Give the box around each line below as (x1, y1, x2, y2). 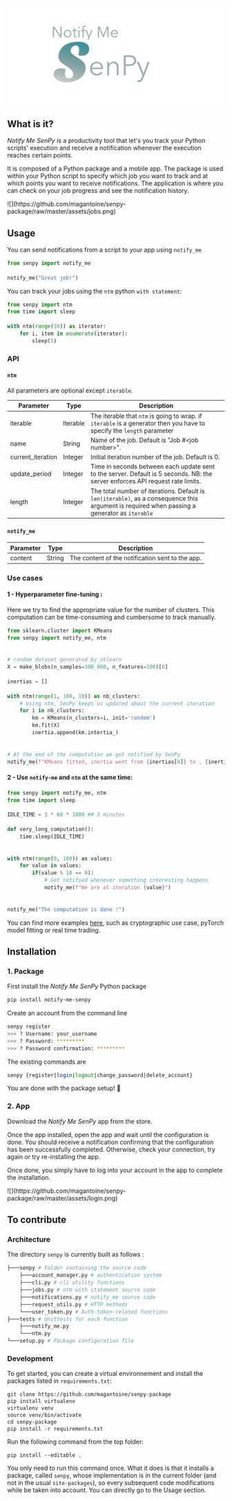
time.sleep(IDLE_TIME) (19, 833, 85, 840)
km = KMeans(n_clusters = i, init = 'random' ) (32, 714, 156, 722)
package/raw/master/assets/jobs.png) (7, 207, 116, 216)
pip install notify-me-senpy (7, 997, 91, 1004)
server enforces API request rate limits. (90, 477, 202, 486)
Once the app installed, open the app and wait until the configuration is (7, 1130, 209, 1138)
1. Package (7, 966, 44, 976)
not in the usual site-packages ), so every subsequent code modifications (7, 1479, 215, 1487)
